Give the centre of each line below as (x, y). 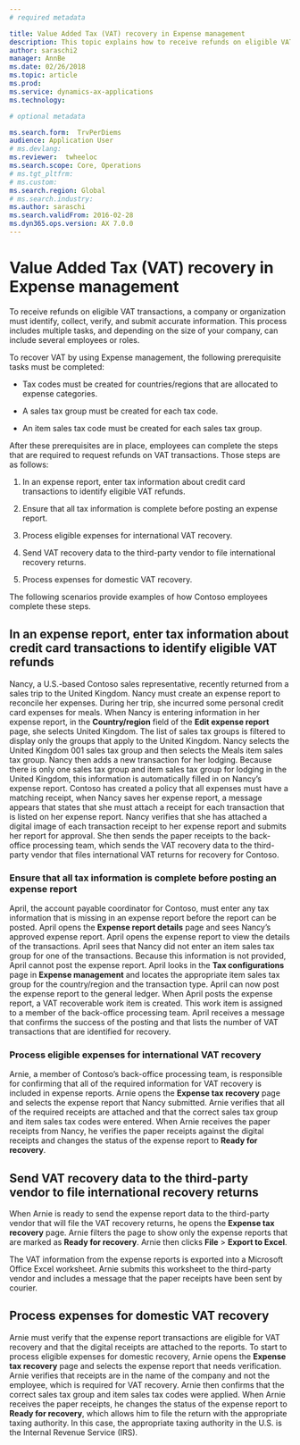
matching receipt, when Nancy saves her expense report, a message (136, 798)
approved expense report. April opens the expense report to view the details (150, 936)
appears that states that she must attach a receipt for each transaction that (147, 807)
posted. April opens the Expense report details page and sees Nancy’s (140, 927)
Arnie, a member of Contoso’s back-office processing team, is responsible (146, 1074)
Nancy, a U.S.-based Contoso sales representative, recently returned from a (149, 683)
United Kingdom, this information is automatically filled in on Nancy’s (135, 779)
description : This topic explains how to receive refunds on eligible (143, 42)
